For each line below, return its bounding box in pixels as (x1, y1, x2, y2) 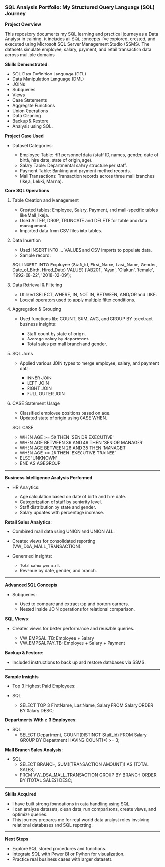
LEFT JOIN (27, 380, 49, 386)
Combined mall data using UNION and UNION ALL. (12, 528, 115, 534)
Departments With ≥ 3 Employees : (5, 717, 77, 723)
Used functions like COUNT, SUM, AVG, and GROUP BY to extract (19, 316, 153, 322)
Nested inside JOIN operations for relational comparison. (19, 606, 135, 612)
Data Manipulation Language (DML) (12, 76, 84, 82)
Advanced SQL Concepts (5, 582, 58, 588)
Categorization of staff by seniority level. (19, 499, 102, 505)
